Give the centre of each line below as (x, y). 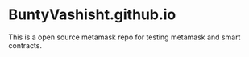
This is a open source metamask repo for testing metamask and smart (124, 37)
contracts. (25, 45)
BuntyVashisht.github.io (92, 15)
